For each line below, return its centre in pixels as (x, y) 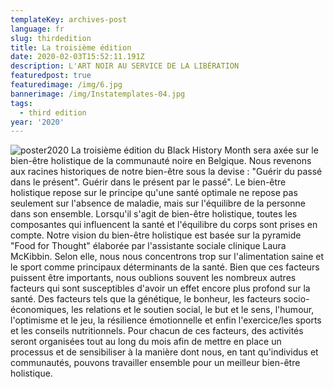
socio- (296, 299)
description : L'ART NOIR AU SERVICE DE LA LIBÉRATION (125, 66)
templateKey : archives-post (69, 19)
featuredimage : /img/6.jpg (66, 85)
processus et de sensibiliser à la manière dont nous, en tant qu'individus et (164, 352)
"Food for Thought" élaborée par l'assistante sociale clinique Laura (148, 246)
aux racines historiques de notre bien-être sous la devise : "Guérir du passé (166, 172)
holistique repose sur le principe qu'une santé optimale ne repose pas (154, 193)
